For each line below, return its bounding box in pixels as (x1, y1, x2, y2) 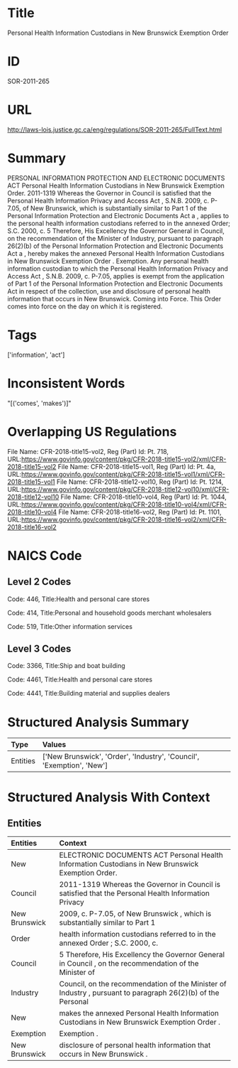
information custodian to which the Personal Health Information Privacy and (7, 264, 229, 273)
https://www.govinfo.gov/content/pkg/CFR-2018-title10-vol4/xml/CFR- (21, 500, 227, 509)
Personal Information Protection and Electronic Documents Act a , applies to (7, 211, 229, 220)
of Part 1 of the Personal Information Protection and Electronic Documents (7, 279, 223, 288)
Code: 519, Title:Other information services (7, 622, 133, 630)
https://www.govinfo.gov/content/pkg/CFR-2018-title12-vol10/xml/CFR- (21, 485, 229, 493)
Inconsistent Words (7, 375, 125, 392)
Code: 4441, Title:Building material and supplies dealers (7, 689, 170, 698)
